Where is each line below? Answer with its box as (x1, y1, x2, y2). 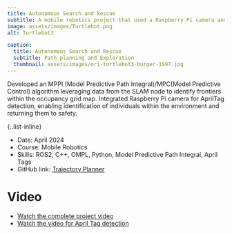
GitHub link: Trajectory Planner (17, 164, 105, 173)
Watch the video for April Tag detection (17, 219, 129, 227)
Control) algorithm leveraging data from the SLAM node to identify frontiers (7, 87, 222, 95)
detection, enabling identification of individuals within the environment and (7, 101, 220, 110)
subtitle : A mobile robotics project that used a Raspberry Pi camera (7, 17, 215, 23)
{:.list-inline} (7, 122, 42, 131)
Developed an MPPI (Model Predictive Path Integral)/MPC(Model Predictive (7, 80, 221, 88)
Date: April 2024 (17, 136, 64, 144)
